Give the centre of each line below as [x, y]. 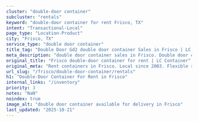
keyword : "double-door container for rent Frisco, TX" [75, 22]
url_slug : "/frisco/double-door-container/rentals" [71, 72]
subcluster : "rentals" [34, 17]
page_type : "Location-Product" [44, 33]
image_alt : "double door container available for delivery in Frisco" [95, 104]
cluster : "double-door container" [49, 11]
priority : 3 [21, 88]
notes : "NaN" [22, 93]
